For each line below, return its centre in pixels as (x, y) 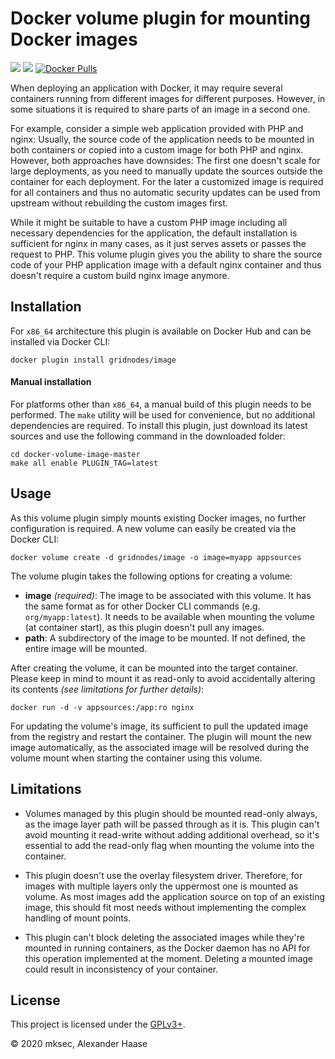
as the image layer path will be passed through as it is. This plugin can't (172, 824)
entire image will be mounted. (86, 648)
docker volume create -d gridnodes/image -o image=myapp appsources (156, 557)
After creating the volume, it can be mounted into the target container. (154, 668)
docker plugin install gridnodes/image (93, 360)
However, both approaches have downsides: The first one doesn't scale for (165, 160)
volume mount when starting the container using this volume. (136, 758)
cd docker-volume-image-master (75, 454)
